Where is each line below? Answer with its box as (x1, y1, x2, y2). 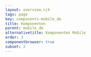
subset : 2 (5, 44, 26, 49)
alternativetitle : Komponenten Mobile (5, 30, 86, 35)
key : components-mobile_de (5, 16, 61, 21)
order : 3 (5, 35, 23, 40)
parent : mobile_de (5, 26, 43, 31)
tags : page (5, 12, 28, 17)
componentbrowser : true (5, 40, 55, 45)
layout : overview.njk (5, 7, 50, 12)
